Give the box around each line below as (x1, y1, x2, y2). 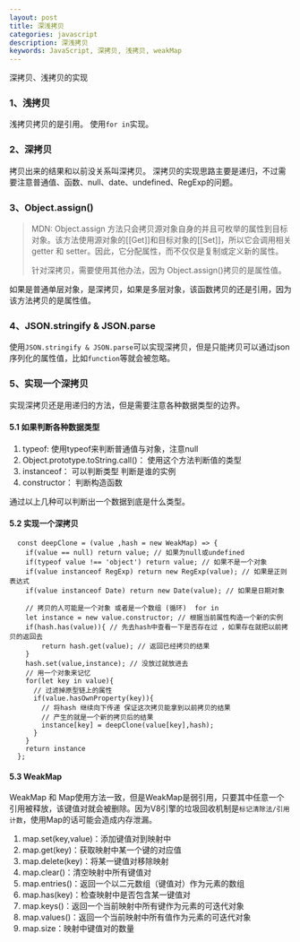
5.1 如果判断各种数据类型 (9, 422, 100, 433)
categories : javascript (9, 30, 99, 39)
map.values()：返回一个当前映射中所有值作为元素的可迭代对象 (21, 912, 252, 923)
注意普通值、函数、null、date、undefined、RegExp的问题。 (16, 177, 238, 187)
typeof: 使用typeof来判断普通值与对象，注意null (21, 443, 199, 454)
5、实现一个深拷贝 (9, 377, 90, 390)
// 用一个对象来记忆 (25, 669, 91, 678)
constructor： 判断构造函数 (21, 477, 124, 488)
